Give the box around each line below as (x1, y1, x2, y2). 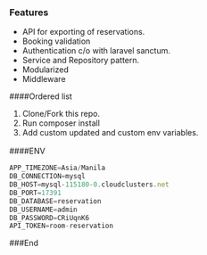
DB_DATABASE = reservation (9, 196, 102, 206)
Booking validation (21, 36, 91, 46)
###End (9, 238, 38, 249)
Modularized (21, 64, 69, 75)
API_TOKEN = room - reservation (9, 221, 114, 231)
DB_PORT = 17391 (9, 188, 62, 197)
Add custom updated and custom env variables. (21, 127, 199, 138)
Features (9, 6, 49, 19)
